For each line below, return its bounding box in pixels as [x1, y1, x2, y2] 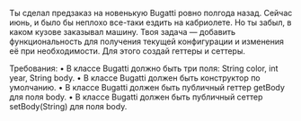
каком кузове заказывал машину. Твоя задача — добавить [9, 27, 236, 37]
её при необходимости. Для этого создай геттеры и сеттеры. [9, 46, 245, 56]
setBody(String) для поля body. [9, 101, 128, 111]
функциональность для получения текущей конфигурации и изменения [9, 36, 285, 47]
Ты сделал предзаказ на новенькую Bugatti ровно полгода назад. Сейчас [9, 8, 293, 18]
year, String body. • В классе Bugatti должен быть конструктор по [9, 73, 261, 83]
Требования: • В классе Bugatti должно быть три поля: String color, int [9, 63, 279, 73]
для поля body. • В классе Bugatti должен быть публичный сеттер [9, 91, 263, 102]
